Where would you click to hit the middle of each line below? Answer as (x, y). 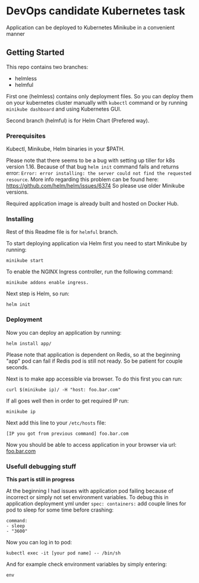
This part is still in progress (40, 479)
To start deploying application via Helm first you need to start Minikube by (97, 244)
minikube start (25, 261)
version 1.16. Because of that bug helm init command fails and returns (93, 167)
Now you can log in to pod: (39, 542)
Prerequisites (26, 136)
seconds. (18, 367)
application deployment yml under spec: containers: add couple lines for (96, 503)
